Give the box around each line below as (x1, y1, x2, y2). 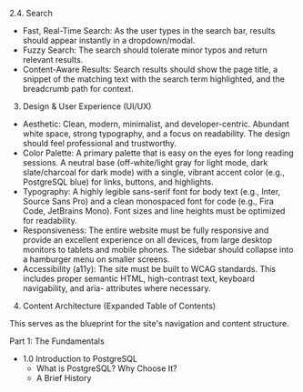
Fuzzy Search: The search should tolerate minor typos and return (22, 45, 268, 55)
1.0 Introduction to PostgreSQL (22, 354, 138, 364)
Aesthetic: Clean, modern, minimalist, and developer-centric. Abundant (22, 118, 289, 129)
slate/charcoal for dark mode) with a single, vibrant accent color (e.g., (22, 167, 285, 177)
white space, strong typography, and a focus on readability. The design (22, 128, 291, 139)
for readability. (22, 216, 77, 226)
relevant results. (22, 55, 84, 65)
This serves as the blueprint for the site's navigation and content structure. (9, 318, 289, 328)
